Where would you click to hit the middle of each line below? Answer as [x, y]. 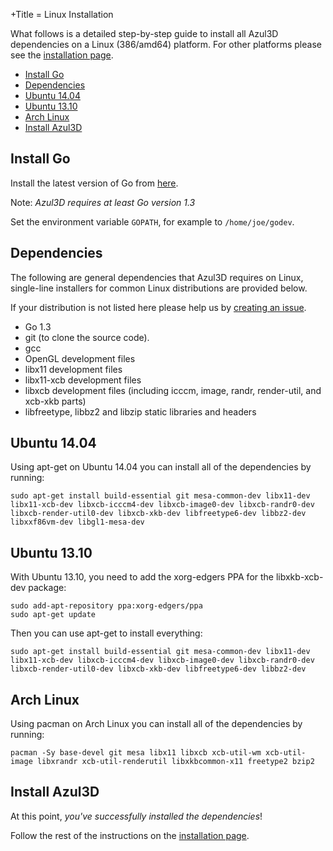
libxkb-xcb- [299, 577]
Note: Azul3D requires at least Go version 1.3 [103, 202]
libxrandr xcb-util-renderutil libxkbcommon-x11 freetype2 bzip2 [175, 762]
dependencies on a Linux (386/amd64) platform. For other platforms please [166, 44]
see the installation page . [62, 55]
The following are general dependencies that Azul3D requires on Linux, [157, 277]
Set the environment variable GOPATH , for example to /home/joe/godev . [152, 221]
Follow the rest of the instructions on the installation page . [130, 835]
